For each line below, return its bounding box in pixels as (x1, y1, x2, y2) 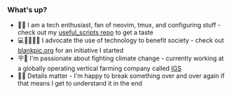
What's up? (7, 5, 48, 15)
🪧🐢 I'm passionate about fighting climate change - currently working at (17, 54, 224, 62)
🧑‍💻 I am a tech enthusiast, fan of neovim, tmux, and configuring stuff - (17, 21, 221, 29)
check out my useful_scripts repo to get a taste (17, 28, 153, 36)
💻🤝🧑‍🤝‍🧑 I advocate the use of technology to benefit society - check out (17, 36, 224, 45)
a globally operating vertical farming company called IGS (17, 65, 182, 73)
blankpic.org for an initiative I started (17, 46, 124, 55)
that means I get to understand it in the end (17, 79, 142, 88)
